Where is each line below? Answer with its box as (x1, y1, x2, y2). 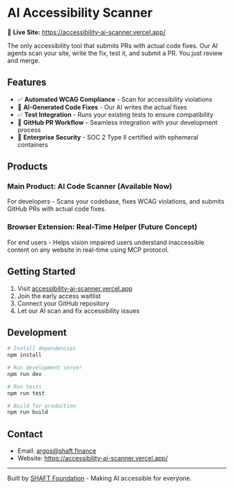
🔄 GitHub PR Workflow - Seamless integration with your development (17, 118, 218, 126)
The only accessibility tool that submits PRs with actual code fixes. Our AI (7, 41, 218, 50)
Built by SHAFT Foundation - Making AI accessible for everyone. (7, 474, 192, 483)
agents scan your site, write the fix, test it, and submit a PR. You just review (7, 49, 223, 57)
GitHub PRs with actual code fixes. (7, 204, 107, 213)
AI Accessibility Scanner (7, 5, 153, 21)
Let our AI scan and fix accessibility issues (17, 306, 140, 315)
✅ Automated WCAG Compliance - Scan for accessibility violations (17, 95, 212, 103)
